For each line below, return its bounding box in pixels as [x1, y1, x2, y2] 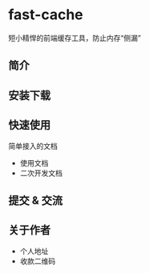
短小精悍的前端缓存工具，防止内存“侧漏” [8, 33, 142, 42]
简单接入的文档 [8, 141, 58, 151]
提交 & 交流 [8, 194, 63, 207]
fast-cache [8, 6, 84, 24]
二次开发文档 [19, 168, 62, 178]
